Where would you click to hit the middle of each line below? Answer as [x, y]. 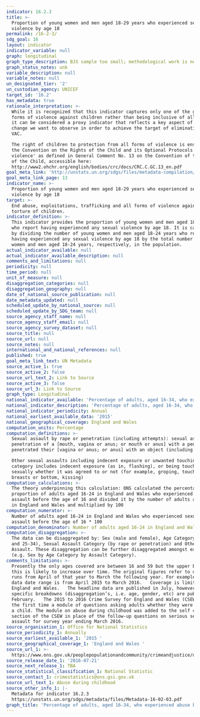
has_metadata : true [30, 100]
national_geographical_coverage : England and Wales [71, 422]
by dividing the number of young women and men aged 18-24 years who [99, 233]
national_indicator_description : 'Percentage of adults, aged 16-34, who [100, 406]
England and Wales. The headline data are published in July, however [104, 589]
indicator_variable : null [38, 51]
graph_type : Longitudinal [38, 395]
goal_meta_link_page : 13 [37, 178]
